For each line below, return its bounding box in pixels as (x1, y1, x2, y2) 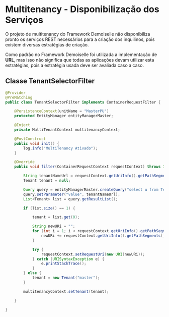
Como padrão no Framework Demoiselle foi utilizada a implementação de (5, 51, 157, 58)
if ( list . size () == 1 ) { (23, 205, 75, 210)
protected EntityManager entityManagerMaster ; (14, 114, 114, 119)
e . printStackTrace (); (41, 261, 87, 266)
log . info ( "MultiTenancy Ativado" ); (23, 145, 98, 151)
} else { (23, 271, 42, 276)
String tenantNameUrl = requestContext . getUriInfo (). (23, 173, 138, 179)
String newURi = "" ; (32, 224, 75, 229)
